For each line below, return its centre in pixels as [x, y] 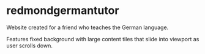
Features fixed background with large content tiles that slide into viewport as [103, 39]
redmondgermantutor [63, 11]
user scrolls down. [30, 46]
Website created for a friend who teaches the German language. [88, 27]
